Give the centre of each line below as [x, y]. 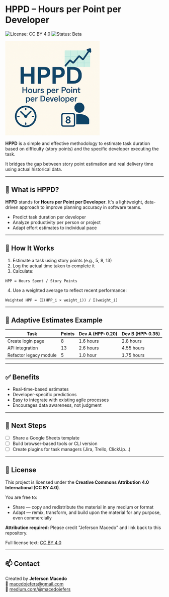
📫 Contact [23, 564]
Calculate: [23, 271]
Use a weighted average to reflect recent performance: [70, 290]
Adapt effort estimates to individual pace [55, 228]
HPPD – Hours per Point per [63, 9]
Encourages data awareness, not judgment [57, 405]
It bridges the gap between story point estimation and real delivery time [79, 164]
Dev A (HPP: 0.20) [98, 334]
